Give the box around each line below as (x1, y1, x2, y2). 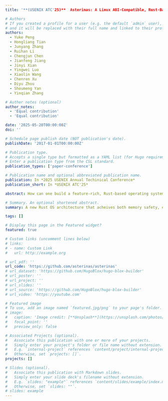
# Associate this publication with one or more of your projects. (5, 338, 151, 343)
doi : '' (5, 127, 21, 132)
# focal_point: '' (5, 320, 48, 325)
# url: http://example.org (5, 250, 66, 255)
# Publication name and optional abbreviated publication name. (5, 173, 142, 178)
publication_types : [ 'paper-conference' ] (5, 164, 93, 169)
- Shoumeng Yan (9, 86, 41, 91)
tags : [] (5, 214, 23, 219)
